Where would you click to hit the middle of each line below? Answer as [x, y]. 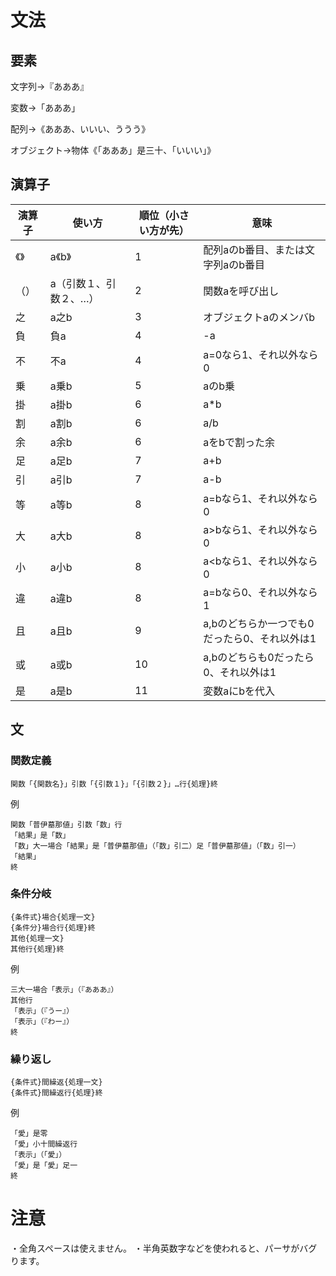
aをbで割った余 [239, 442]
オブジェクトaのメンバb [259, 317]
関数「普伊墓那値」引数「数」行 [66, 824]
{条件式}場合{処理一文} [53, 917]
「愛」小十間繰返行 [44, 1144]
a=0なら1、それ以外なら [261, 354]
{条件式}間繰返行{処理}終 [56, 1093]
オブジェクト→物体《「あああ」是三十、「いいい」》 [113, 150]
